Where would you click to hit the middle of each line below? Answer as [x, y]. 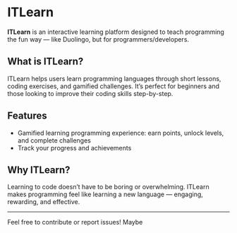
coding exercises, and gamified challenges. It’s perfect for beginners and [114, 86]
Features [27, 116]
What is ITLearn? [45, 62]
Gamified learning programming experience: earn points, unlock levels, [121, 133]
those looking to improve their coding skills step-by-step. [90, 93]
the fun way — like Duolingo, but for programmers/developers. [98, 39]
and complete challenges [54, 140]
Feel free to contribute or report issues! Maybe [75, 222]
